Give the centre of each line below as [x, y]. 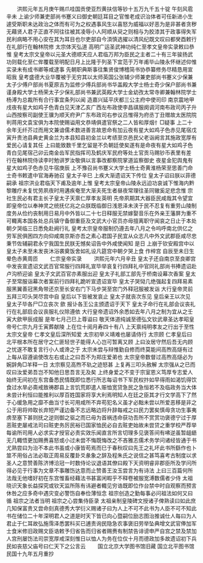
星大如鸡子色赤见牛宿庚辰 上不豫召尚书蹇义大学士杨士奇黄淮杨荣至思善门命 [100, 168]
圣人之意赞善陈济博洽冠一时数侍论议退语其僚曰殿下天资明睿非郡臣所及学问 [99, 463]
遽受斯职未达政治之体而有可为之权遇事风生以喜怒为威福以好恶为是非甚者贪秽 [101, 24]
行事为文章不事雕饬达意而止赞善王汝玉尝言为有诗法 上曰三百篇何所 [110, 470]
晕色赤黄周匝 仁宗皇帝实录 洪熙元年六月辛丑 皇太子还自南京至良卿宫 [101, 258]
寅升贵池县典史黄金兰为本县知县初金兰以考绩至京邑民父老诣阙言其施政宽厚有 [101, 137]
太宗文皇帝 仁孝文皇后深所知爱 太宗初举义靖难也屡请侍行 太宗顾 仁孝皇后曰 [99, 334]
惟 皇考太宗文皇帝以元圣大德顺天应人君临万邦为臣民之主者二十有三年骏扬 [97, 54]
